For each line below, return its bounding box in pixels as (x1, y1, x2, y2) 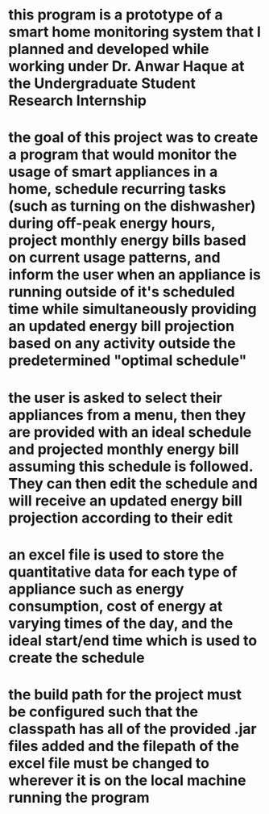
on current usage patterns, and (8, 249, 221, 267)
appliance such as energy (8, 580, 184, 598)
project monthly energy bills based (8, 232, 247, 250)
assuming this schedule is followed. (8, 457, 254, 476)
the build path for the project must (8, 685, 242, 703)
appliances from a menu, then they (8, 405, 246, 424)
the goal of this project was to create (8, 128, 259, 147)
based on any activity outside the (8, 334, 236, 353)
